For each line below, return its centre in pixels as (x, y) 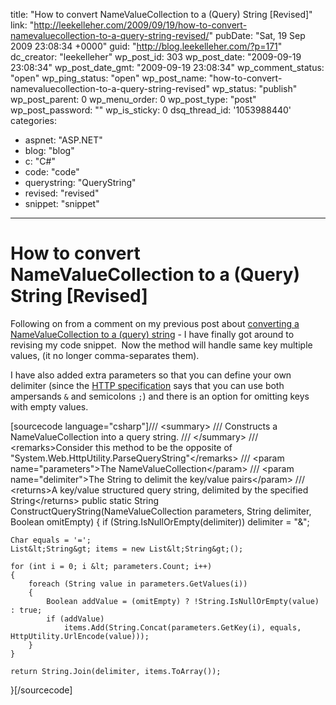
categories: (33, 120)
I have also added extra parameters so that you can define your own (151, 375)
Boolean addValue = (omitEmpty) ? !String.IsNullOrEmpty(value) (183, 601)
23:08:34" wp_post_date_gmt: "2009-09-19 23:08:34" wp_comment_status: (167, 67)
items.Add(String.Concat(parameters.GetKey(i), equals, (182, 627)
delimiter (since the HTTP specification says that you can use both (147, 385)
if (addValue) (75, 619)
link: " (22, 25)
